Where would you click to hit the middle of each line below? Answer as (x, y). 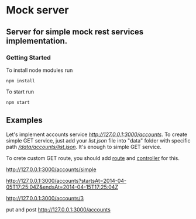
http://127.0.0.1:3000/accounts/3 (45, 198)
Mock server (37, 10)
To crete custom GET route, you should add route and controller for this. (93, 158)
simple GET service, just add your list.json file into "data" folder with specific (99, 140)
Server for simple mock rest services (75, 32)
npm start (18, 102)
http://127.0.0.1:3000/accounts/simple (51, 169)
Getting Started (28, 57)
